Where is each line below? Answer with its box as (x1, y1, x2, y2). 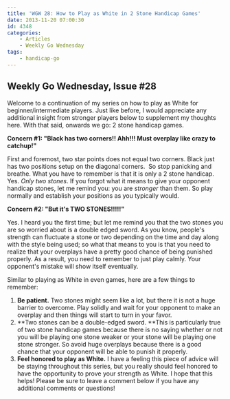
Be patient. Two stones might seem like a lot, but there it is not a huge (16, 296, 216, 304)
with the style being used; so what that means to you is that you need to (7, 240, 211, 248)
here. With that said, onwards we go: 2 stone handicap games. (7, 121, 184, 129)
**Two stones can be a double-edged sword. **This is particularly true (16, 318, 221, 326)
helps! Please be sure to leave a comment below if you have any (16, 376, 199, 385)
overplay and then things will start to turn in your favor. (16, 311, 172, 319)
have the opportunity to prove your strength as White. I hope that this (16, 369, 213, 378)
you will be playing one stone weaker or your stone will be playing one (16, 332, 216, 341)
